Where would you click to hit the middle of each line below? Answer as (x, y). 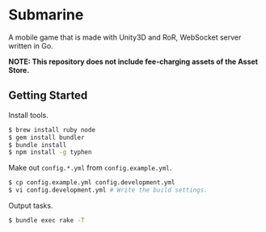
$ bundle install (38, 145)
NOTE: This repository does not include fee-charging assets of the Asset (133, 61)
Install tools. (28, 115)
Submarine (46, 15)
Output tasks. (31, 205)
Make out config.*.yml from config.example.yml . (90, 168)
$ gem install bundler (46, 137)
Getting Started (48, 96)
